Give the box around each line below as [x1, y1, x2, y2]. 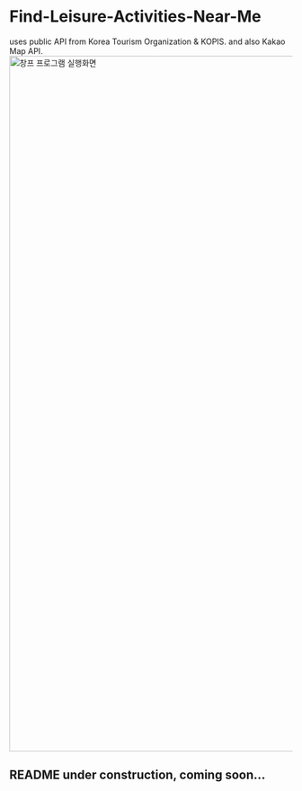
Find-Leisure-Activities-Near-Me [9, 6, 262, 27]
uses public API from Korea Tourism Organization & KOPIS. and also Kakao [9, 36, 286, 47]
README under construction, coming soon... [9, 768, 266, 783]
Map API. [9, 45, 43, 56]
